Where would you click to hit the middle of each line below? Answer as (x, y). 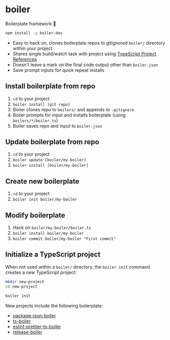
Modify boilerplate (35, 215)
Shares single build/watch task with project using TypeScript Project (84, 54)
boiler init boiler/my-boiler (45, 199)
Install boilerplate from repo (50, 86)
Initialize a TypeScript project (53, 255)
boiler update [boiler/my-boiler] (49, 160)
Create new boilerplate (42, 181)
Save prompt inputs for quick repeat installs (58, 70)
